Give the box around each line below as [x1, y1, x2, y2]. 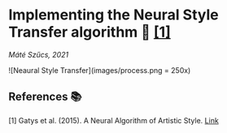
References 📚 [8, 90, 82, 104]
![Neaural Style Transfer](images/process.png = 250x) [8, 65, 191, 75]
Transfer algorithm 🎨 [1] [8, 23, 171, 41]
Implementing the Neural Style [8, 6, 219, 24]
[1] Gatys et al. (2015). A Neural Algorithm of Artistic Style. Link [8, 115, 220, 125]
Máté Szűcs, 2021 [8, 49, 69, 59]
